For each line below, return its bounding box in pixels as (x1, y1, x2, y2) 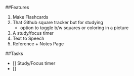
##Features (5, 5, 29, 10)
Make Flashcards (12, 14, 49, 20)
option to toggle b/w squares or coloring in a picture (20, 25, 129, 31)
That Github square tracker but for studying (12, 20, 104, 25)
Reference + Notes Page (12, 41, 64, 47)
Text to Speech (12, 35, 44, 41)
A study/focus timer (12, 30, 54, 36)
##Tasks (5, 50, 24, 56)
